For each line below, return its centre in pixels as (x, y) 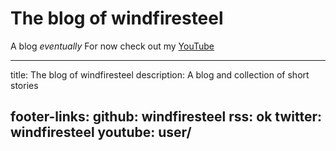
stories (24, 85)
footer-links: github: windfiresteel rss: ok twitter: (166, 117)
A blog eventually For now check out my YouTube (112, 46)
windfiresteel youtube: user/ (101, 132)
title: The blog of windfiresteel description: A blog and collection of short (160, 74)
